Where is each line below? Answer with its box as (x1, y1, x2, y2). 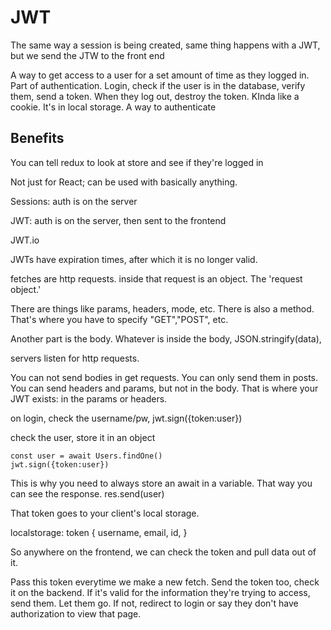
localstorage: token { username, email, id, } (10, 526, 188, 538)
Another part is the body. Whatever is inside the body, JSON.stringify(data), (10, 332, 322, 345)
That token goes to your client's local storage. (10, 507, 200, 519)
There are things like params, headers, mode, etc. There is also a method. (10, 302, 315, 315)
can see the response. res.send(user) (10, 487, 165, 500)
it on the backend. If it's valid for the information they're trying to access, (10, 586, 311, 598)
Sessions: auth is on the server (10, 195, 138, 207)
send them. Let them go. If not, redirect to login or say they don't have (10, 597, 299, 609)
